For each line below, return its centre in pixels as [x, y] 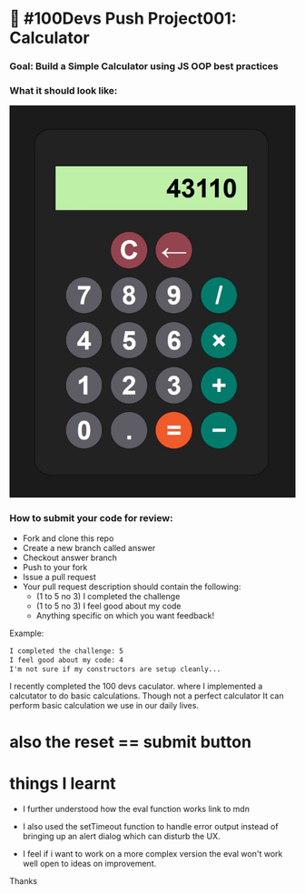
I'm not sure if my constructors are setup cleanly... [115, 669]
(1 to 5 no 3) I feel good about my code [108, 606]
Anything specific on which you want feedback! [125, 615]
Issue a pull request [59, 577]
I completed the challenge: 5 [67, 651]
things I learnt [63, 784]
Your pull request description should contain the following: [132, 587]
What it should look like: [64, 91]
